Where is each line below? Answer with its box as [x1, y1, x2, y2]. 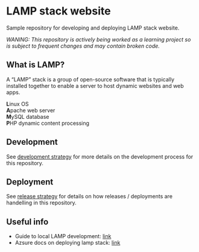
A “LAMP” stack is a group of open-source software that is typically [6, 75, 175, 83]
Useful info [6, 216, 49, 227]
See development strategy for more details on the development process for [6, 153, 194, 160]
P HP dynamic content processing [6, 119, 89, 127]
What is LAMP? [6, 60, 65, 70]
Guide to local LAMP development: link [14, 233, 112, 240]
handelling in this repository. [6, 199, 77, 206]
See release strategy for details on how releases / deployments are [6, 193, 173, 200]
